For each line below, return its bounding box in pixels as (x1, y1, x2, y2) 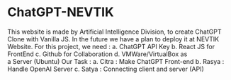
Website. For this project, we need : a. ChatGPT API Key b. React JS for (7, 42, 215, 51)
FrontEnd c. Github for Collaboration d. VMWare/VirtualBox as (7, 50, 188, 58)
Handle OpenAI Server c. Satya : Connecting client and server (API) (7, 65, 204, 73)
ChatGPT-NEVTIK (7, 4, 115, 20)
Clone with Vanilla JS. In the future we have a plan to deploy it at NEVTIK (7, 34, 220, 43)
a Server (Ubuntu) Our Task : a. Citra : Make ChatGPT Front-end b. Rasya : (7, 57, 225, 65)
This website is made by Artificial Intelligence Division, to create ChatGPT (7, 27, 222, 36)
